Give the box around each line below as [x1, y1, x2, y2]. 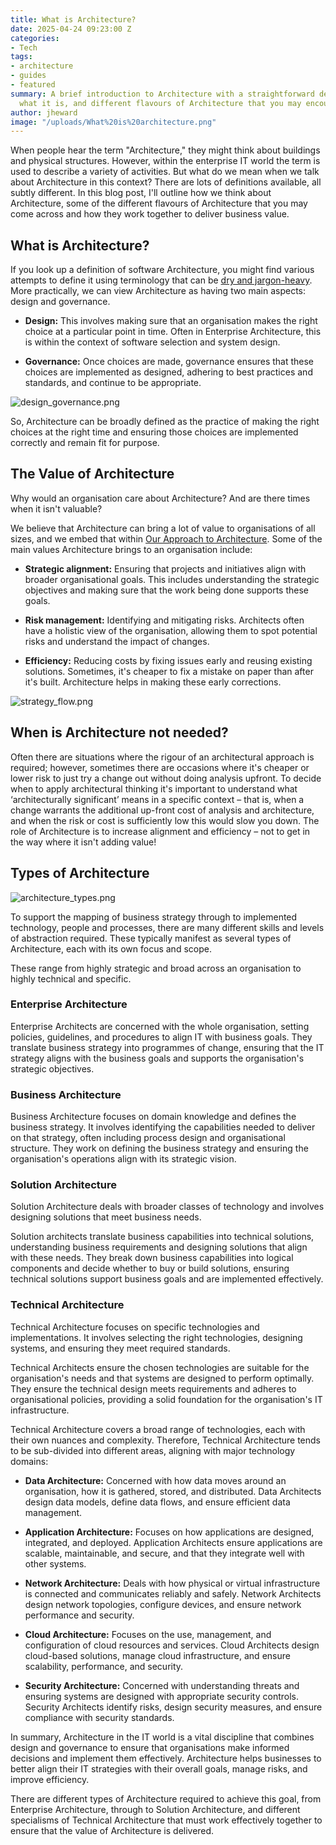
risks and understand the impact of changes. [24, 635, 210, 647]
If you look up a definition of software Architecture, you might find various [10, 264, 315, 276]
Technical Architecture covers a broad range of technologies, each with [10, 1423, 306, 1435]
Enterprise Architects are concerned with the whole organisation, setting [10, 1020, 310, 1032]
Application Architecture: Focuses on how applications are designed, [24, 1526, 315, 1538]
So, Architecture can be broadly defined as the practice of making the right [10, 416, 320, 428]
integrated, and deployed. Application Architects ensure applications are [24, 1536, 323, 1548]
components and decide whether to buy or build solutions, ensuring [10, 1262, 290, 1275]
